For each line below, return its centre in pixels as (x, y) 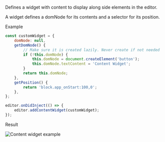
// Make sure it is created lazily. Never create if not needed (91, 50)
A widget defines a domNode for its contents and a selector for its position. (82, 17)
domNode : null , (30, 40)
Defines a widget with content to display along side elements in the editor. (81, 7)
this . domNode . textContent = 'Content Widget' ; (81, 64)
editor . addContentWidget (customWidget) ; (57, 110)
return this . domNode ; (46, 73)
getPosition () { (31, 82)
